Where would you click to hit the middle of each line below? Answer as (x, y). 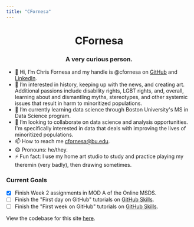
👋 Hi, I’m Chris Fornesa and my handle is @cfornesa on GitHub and (96, 72)
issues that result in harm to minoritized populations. (78, 103)
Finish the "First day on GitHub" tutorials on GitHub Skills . (84, 200)
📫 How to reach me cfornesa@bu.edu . (62, 142)
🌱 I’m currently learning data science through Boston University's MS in (101, 110)
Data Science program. (43, 116)
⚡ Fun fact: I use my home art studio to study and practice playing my (99, 156)
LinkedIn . (26, 78)
